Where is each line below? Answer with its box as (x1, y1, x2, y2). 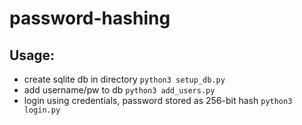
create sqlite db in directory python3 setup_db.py (23, 73, 226, 85)
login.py (23, 105, 61, 115)
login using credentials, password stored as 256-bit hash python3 (23, 95, 293, 106)
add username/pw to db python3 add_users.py (23, 84, 216, 96)
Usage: (9, 47, 56, 64)
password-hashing (9, 7, 171, 30)
